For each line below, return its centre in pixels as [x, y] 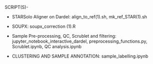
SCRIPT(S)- [16, 7]
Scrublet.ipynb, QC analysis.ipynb [47, 46]
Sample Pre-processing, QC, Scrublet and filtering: [64, 36]
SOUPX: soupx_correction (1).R [44, 26]
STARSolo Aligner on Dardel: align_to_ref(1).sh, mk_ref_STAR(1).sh [79, 17]
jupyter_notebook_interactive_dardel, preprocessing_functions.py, [79, 41]
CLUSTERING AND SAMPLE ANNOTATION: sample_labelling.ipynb [80, 56]
